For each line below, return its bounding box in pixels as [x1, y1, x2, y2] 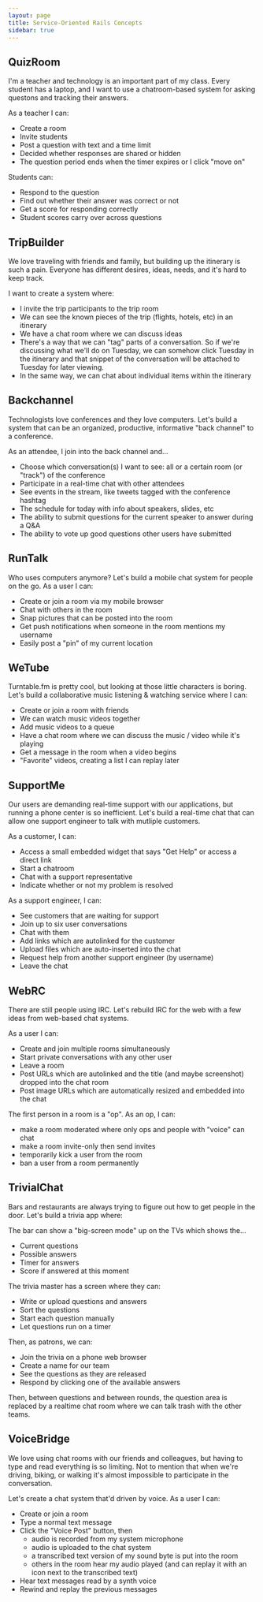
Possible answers [19, 1249, 77, 1258]
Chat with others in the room [19, 605, 113, 614]
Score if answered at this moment [19, 1266, 130, 1276]
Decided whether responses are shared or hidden [19, 149, 181, 158]
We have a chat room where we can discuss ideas [19, 329, 183, 338]
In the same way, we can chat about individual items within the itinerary [19, 371, 252, 380]
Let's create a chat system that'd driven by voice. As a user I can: [8, 1493, 220, 1503]
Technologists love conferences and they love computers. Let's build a [8, 415, 238, 424]
